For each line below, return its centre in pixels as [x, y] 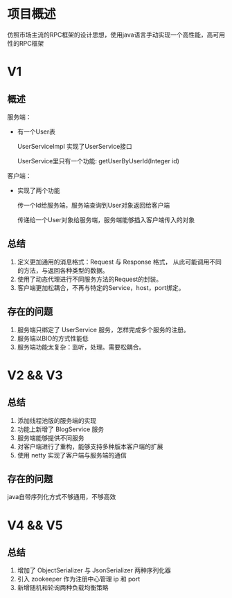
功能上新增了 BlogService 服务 [61, 429]
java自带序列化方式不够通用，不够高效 [62, 497]
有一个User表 [36, 132]
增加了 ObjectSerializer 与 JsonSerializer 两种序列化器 [94, 570]
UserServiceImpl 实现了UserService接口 [75, 146]
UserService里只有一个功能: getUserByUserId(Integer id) [98, 161]
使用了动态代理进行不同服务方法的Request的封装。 [90, 279]
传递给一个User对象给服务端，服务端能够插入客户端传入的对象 [106, 219]
